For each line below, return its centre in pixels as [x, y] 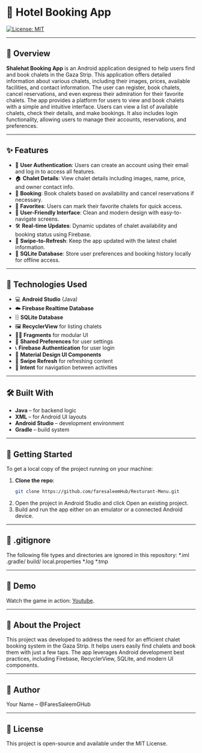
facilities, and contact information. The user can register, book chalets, [94, 87]
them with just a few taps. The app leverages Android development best [95, 652]
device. [24, 515]
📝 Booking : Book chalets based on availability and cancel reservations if [104, 193]
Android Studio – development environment [69, 423]
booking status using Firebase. [53, 234]
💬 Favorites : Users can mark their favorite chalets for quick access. [99, 206]
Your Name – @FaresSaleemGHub [49, 704]
